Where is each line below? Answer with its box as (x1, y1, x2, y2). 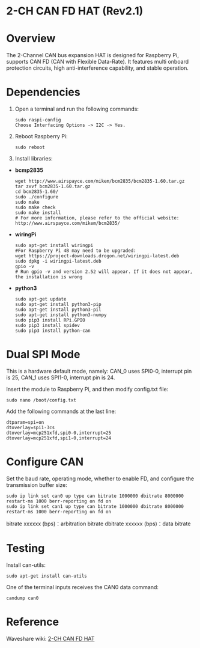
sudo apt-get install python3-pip (14, 302, 102, 308)
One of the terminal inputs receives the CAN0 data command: (6, 583, 159, 590)
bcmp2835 (14, 167, 44, 174)
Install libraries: (14, 155, 53, 162)
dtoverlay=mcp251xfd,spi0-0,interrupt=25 (6, 430, 112, 436)
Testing (6, 542, 45, 555)
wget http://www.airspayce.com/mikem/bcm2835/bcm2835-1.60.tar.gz (14, 179, 185, 185)
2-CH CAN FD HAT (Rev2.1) (6, 4, 144, 18)
